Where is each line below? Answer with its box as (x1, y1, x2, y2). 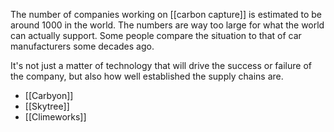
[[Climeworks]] (24, 111, 87, 123)
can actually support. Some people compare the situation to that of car (10, 30, 302, 41)
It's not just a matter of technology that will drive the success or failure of (10, 60, 312, 71)
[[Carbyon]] (24, 90, 74, 101)
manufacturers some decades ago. (10, 40, 155, 52)
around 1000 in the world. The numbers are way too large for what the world (10, 19, 325, 31)
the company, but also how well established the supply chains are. (10, 70, 284, 82)
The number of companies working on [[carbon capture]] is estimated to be (10, 9, 322, 20)
